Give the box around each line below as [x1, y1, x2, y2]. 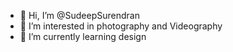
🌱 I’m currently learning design [19, 31, 147, 42]
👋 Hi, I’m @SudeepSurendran [19, 10, 140, 21]
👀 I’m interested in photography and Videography [19, 20, 223, 32]
